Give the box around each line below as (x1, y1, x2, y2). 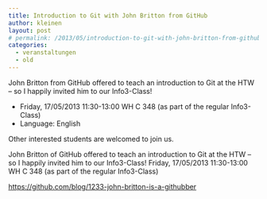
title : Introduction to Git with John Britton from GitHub (8, 11, 208, 20)
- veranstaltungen (15, 49, 77, 57)
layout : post (8, 26, 52, 34)
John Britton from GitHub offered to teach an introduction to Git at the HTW (8, 77, 255, 88)
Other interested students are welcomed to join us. (8, 134, 174, 143)
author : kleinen (8, 19, 62, 27)
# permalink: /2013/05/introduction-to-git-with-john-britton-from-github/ (8, 33, 265, 42)
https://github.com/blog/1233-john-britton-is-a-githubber (8, 181, 197, 191)
